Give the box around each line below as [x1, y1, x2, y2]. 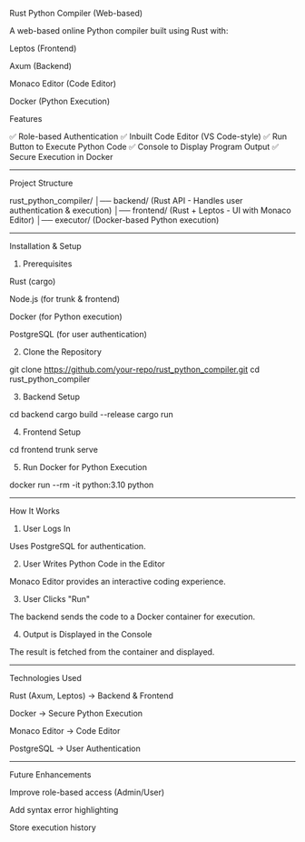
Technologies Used [9, 673, 82, 683]
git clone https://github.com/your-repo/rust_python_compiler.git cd [9, 364, 261, 375]
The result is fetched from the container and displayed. [9, 647, 215, 657]
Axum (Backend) [9, 61, 73, 71]
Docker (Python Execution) [9, 95, 111, 106]
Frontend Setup [22, 426, 82, 437]
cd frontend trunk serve [9, 445, 98, 455]
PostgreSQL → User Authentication [9, 743, 141, 754]
